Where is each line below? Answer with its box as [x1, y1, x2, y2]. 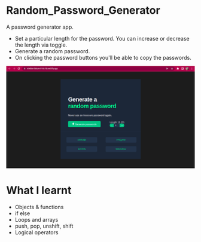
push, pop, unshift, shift [14, 222, 74, 230]
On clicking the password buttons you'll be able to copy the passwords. [14, 54, 191, 61]
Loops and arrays [14, 216, 59, 223]
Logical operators [14, 229, 59, 236]
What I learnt [6, 183, 72, 197]
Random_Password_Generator [6, 4, 160, 17]
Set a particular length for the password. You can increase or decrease [14, 35, 190, 42]
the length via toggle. [14, 41, 68, 48]
